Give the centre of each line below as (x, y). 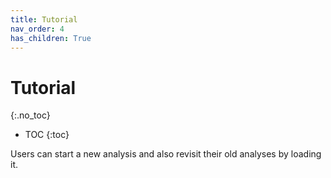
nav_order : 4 (37, 29)
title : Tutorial (44, 19)
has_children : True (51, 38)
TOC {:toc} (47, 135)
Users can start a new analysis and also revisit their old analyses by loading (166, 154)
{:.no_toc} (30, 115)
